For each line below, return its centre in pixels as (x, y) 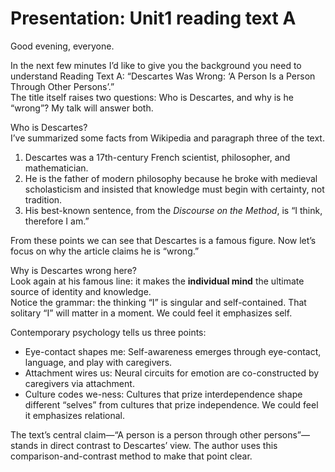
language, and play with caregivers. (98, 362)
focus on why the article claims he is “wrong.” (105, 251)
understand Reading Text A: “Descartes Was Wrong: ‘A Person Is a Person (163, 76)
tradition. (43, 199)
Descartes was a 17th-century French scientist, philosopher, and (157, 157)
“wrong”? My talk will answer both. (82, 108)
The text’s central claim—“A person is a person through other (136, 434)
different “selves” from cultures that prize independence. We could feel (171, 404)
